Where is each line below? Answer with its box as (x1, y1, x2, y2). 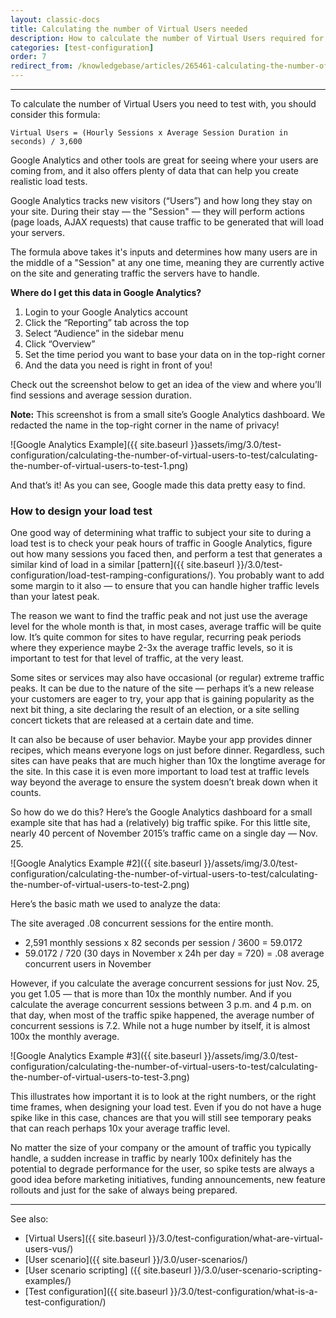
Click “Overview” (24, 338, 96, 350)
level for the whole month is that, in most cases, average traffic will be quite (10, 621, 322, 633)
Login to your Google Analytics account (24, 306, 188, 318)
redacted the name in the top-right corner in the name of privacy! (10, 419, 280, 431)
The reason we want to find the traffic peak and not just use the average (10, 610, 308, 622)
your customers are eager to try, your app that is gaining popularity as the (10, 693, 315, 705)
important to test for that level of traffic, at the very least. (10, 652, 245, 665)
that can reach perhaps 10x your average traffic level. (10, 1122, 231, 1135)
